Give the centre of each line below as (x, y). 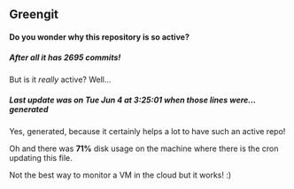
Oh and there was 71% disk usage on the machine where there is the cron (144, 148)
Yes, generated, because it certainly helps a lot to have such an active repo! (147, 131)
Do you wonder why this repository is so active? (100, 37)
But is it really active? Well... (60, 79)
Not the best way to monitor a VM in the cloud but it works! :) (120, 175)
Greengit (34, 15)
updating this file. (41, 157)
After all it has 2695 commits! (65, 57)
